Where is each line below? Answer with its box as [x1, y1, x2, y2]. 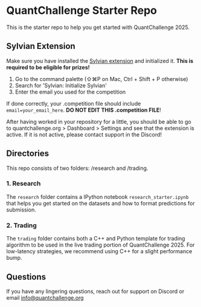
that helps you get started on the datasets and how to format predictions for [6, 199, 195, 207]
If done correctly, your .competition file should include [6, 100, 141, 107]
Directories [6, 149, 49, 159]
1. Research [6, 179, 41, 188]
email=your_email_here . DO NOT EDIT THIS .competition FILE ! [6, 106, 162, 114]
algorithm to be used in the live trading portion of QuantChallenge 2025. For [6, 241, 195, 248]
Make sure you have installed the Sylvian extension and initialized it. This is [6, 57, 194, 64]
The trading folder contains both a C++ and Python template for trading [6, 235, 185, 242]
